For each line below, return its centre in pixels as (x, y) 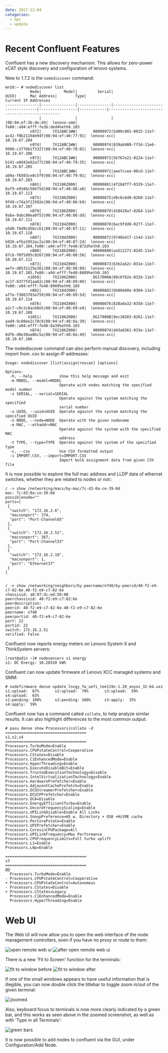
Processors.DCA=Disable (30, 799)
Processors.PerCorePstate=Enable (40, 821)
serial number (74, 407)
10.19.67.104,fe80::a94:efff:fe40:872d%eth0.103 (57, 246)
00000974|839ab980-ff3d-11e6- (124, 145)
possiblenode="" (22, 498)
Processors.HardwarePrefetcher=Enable (46, 781)
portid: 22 (17, 626)
